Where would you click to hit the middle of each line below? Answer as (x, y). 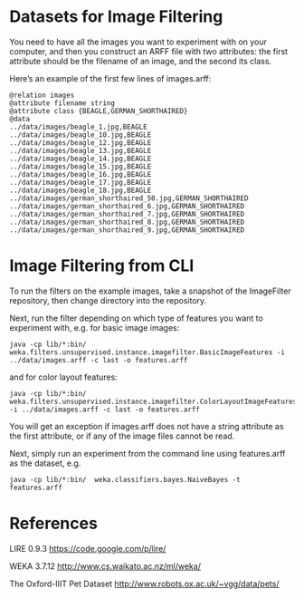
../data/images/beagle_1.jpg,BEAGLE (78, 127)
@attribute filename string (62, 103)
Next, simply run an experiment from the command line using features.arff (147, 453)
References (53, 524)
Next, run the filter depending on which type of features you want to (137, 318)
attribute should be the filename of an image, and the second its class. (141, 61)
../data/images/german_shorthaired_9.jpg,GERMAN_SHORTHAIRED (127, 230)
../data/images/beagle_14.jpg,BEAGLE (81, 159)
